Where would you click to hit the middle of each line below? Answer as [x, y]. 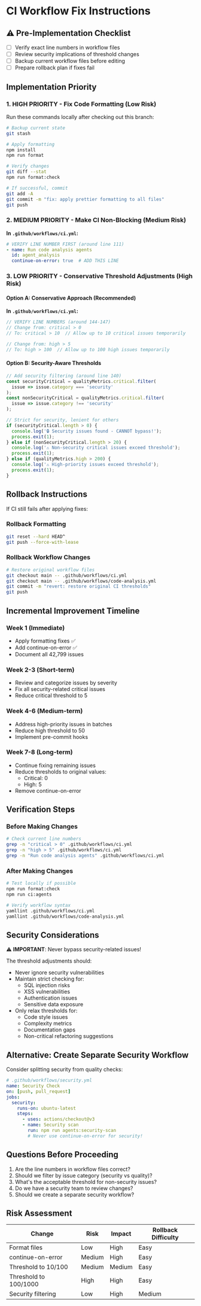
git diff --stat [26, 172]
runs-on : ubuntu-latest [47, 1108]
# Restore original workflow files [51, 570]
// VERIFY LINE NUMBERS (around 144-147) [59, 322]
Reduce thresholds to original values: [60, 771]
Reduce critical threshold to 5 [51, 696]
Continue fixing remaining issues [55, 765]
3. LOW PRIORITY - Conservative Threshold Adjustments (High [100, 276]
